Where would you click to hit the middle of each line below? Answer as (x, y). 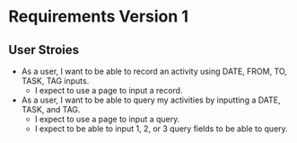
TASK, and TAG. (51, 109)
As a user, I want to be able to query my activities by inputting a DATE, (151, 100)
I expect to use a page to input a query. (107, 119)
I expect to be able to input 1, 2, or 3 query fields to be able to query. (161, 129)
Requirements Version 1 (99, 17)
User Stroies (44, 50)
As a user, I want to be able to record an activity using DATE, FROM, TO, (154, 71)
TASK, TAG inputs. (55, 81)
